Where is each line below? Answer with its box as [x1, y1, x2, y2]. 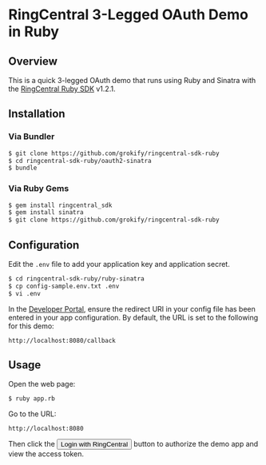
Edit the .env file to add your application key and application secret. [8, 260, 230, 269]
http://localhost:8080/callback [8, 336, 116, 344]
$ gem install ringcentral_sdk [8, 201, 113, 209]
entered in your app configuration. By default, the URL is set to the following [8, 312, 259, 322]
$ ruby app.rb [8, 395, 56, 403]
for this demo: [8, 321, 54, 331]
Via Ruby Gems [8, 183, 69, 194]
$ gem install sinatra [8, 209, 84, 217]
